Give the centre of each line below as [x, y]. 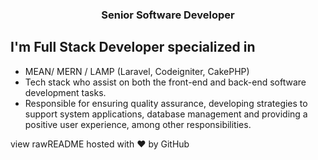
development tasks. [65, 92]
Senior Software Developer [168, 15]
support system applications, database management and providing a [166, 114]
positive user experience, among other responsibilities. [138, 124]
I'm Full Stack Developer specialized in [133, 47]
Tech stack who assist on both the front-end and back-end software [165, 82]
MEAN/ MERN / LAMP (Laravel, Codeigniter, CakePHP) [137, 71]
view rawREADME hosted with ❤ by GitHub [100, 144]
